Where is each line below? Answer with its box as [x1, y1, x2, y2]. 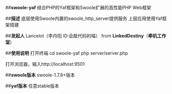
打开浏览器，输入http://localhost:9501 [5, 61, 85, 67]
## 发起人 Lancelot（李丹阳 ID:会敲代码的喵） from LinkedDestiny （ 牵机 [5, 33, 158, 39]
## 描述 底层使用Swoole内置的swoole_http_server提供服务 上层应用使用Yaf [5, 15, 162, 22]
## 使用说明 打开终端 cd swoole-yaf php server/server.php [5, 50, 128, 56]
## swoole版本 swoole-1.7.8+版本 [5, 72, 75, 78]
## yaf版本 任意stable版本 [5, 83, 59, 89]
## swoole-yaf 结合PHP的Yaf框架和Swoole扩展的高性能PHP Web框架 [5, 5, 152, 10]
